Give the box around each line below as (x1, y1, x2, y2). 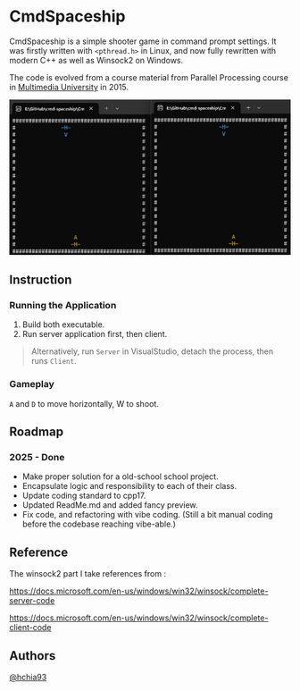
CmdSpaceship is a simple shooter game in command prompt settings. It (9, 36, 277, 46)
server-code (9, 595, 55, 606)
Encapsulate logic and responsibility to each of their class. (21, 481, 237, 492)
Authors (9, 648, 56, 663)
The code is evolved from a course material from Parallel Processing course (9, 72, 288, 82)
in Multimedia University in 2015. (9, 81, 129, 92)
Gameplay (9, 378, 55, 391)
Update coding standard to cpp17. (21, 490, 146, 501)
